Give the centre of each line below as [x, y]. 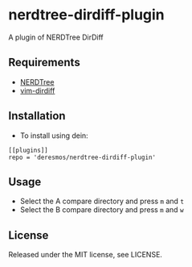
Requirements [44, 63]
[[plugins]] [28, 150]
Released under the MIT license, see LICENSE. [86, 255]
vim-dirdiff [37, 90]
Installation [37, 116]
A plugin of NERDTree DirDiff [56, 37]
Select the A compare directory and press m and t [102, 201]
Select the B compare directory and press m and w [102, 210]
